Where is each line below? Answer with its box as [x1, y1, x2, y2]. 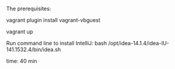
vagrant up [6, 28, 34, 35]
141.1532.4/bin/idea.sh [6, 46, 61, 53]
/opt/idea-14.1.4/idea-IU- [108, 40, 170, 46]
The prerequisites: [6, 5, 52, 12]
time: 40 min [6, 58, 38, 64]
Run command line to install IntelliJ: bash [6, 40, 107, 46]
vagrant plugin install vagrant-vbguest [6, 17, 101, 23]
